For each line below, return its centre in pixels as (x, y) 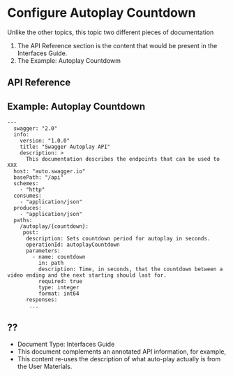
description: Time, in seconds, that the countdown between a (130, 269)
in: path (51, 263)
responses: (42, 300)
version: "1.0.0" (45, 141)
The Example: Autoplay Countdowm (69, 60)
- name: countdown (59, 257)
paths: (23, 220)
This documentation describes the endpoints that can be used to (122, 159)
